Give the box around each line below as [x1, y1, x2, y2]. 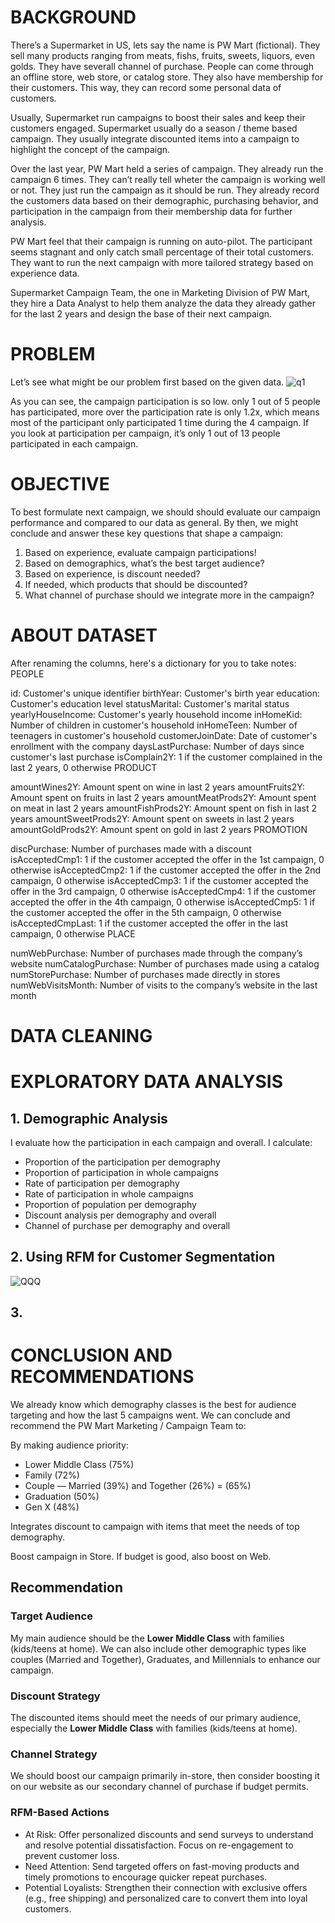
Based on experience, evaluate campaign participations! [24, 546, 257, 558]
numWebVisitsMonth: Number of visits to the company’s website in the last [10, 979, 318, 991]
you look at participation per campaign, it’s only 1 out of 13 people [10, 427, 281, 439]
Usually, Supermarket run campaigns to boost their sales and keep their [10, 111, 306, 123]
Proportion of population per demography [24, 1198, 197, 1210]
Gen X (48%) [24, 1501, 80, 1513]
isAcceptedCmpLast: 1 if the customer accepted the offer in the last [10, 917, 288, 929]
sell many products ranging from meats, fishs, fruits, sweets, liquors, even [10, 49, 315, 61]
